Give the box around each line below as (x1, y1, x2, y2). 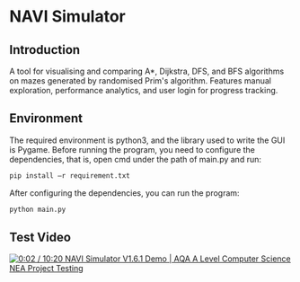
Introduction (9, 42, 81, 57)
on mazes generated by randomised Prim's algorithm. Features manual (9, 75, 272, 86)
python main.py (9, 205, 66, 214)
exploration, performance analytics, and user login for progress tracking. (9, 85, 278, 95)
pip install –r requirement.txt (9, 171, 130, 181)
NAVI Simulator (9, 6, 126, 27)
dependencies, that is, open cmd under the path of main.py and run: (9, 154, 262, 164)
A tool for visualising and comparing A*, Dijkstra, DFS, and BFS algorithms (9, 66, 285, 76)
